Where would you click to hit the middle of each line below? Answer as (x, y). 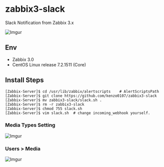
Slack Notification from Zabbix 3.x (40, 23)
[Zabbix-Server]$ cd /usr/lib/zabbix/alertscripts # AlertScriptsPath (82, 91)
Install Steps (25, 80)
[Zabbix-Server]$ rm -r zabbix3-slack (45, 104)
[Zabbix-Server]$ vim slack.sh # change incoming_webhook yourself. (78, 113)
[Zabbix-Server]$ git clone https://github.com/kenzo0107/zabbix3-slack (81, 96)
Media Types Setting (30, 125)
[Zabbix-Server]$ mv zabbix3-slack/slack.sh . (54, 100)
